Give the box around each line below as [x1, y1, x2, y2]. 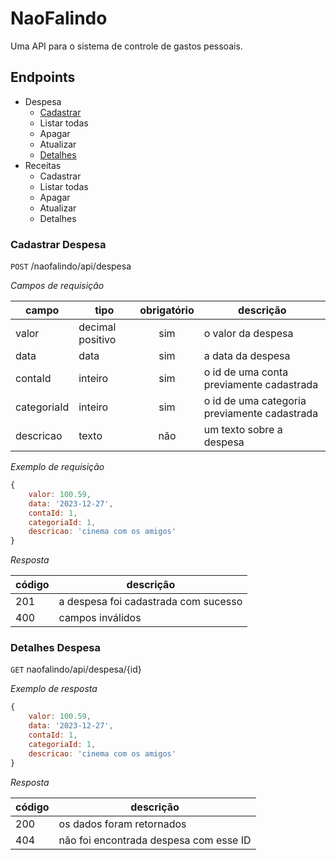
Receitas [24, 159, 62, 171]
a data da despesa [203, 349, 291, 363]
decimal [78, 320, 117, 334]
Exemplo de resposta [10, 683, 98, 695]
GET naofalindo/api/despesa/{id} [10, 663, 142, 676]
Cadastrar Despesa [10, 237, 107, 251]
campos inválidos [58, 611, 142, 625]
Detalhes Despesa [10, 641, 101, 655]
